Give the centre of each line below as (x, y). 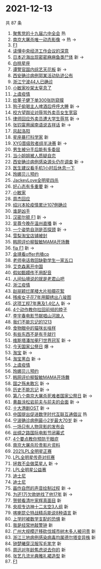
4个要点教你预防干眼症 (36, 438)
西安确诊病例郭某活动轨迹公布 (43, 75)
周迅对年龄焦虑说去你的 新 (39, 549)
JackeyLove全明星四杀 (36, 180)
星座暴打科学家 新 (30, 137)
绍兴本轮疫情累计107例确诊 (40, 204)
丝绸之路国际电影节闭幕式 (38, 433)
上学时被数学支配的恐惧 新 (39, 519)
